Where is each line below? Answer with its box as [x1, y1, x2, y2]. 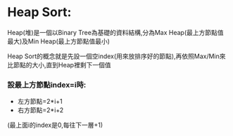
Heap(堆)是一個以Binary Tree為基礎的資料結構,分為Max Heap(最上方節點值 [7, 28, 224, 36]
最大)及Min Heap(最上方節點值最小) [7, 36, 111, 46]
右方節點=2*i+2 [17, 106, 64, 114]
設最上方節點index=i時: [7, 80, 87, 90]
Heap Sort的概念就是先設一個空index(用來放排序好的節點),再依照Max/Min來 [7, 52, 226, 60]
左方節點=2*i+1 [17, 97, 63, 106]
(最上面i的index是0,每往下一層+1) [7, 121, 103, 130]
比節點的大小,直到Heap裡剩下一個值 [7, 60, 111, 69]
